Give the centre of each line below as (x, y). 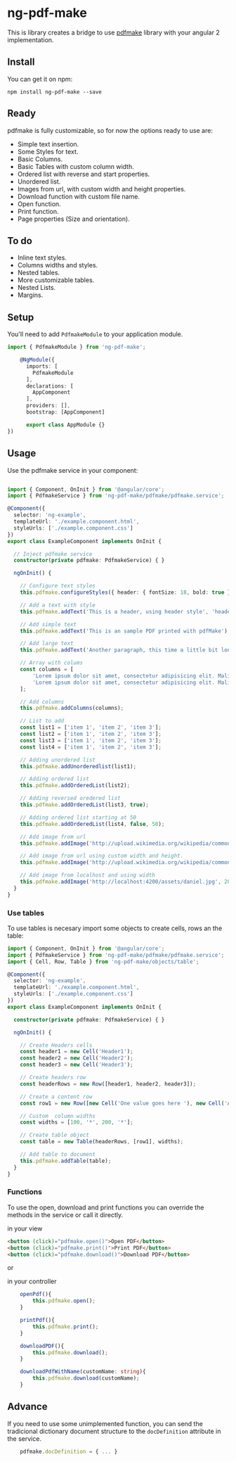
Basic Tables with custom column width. (76, 166)
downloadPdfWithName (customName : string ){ (83, 1372)
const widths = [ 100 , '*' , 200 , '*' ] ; (77, 1123)
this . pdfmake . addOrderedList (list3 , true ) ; (85, 805)
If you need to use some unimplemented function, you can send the (105, 1423)
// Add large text (47, 644)
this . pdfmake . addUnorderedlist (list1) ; (78, 766)
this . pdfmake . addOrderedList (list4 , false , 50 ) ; (92, 824)
